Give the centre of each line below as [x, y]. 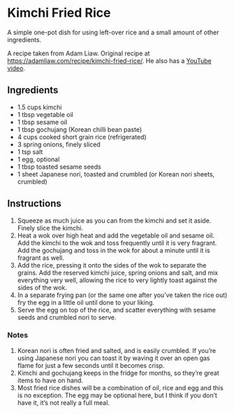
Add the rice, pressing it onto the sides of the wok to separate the [112, 265]
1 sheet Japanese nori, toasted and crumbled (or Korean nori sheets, [116, 174]
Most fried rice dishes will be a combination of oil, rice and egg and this [120, 387]
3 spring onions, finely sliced [59, 144]
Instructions [34, 203]
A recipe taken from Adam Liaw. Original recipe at [79, 53]
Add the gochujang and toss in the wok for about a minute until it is [114, 250]
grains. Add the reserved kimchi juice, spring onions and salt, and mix [118, 272]
